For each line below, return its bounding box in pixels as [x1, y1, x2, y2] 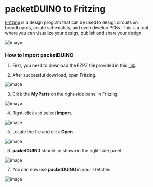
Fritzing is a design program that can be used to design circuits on [5, 20, 138, 25]
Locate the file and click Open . [12, 129, 74, 135]
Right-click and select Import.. [12, 110, 74, 116]
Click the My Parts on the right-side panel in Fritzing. [12, 91, 119, 97]
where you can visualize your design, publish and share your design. [5, 30, 143, 36]
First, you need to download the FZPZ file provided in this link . [12, 62, 137, 69]
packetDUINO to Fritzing [5, 3, 106, 15]
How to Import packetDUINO [5, 51, 74, 58]
